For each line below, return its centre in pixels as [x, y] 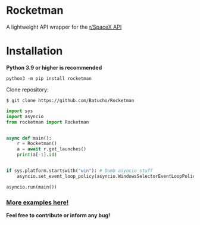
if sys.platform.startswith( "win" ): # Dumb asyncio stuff [79, 171]
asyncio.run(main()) [32, 187]
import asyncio [25, 116]
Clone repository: [27, 90]
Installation [35, 51]
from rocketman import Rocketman [48, 122]
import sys [20, 111]
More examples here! [37, 202]
